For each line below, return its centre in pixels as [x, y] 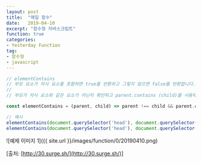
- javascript [23, 62]
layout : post [23, 12]
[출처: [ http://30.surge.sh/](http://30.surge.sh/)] [65, 153]
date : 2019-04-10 [31, 23]
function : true [25, 34]
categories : [21, 40]
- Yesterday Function [33, 46]
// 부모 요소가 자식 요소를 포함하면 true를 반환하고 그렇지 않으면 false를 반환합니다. [101, 84]
